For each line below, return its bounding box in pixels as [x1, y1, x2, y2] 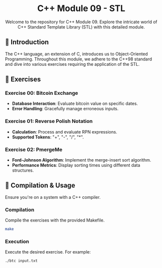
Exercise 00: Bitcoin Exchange [5, 90, 78, 97]
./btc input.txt [5, 258, 38, 264]
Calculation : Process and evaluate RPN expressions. [12, 129, 118, 134]
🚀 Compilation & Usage [5, 181, 75, 190]
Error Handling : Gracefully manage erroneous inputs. [12, 106, 119, 112]
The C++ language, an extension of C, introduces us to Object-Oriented [5, 51, 148, 57]
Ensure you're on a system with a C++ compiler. [5, 194, 101, 200]
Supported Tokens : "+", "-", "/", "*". [12, 134, 84, 140]
